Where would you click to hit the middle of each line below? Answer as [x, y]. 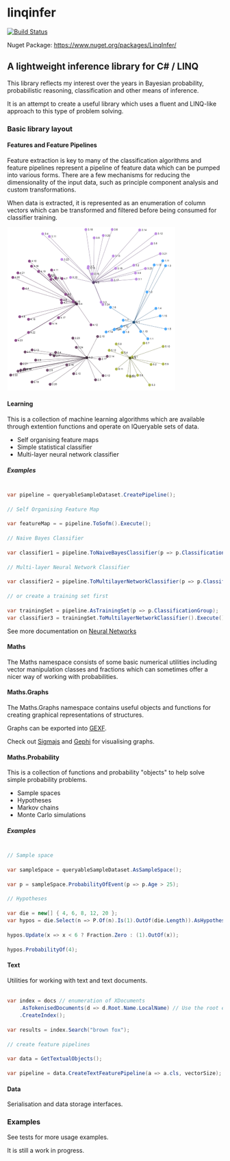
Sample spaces [39, 793]
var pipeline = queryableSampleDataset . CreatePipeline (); [91, 495]
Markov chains [38, 807]
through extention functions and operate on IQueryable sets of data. [103, 426]
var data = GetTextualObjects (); [55, 1059]
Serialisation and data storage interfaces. [65, 1104]
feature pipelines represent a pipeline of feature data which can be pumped [114, 168]
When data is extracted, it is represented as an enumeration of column [106, 203]
